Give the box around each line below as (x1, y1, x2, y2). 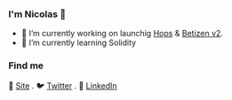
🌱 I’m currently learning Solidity (20, 37, 137, 48)
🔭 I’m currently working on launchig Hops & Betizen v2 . (20, 28, 224, 39)
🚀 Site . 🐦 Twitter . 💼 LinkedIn (8, 80, 117, 91)
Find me (8, 59, 44, 72)
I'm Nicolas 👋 (8, 8, 67, 20)
